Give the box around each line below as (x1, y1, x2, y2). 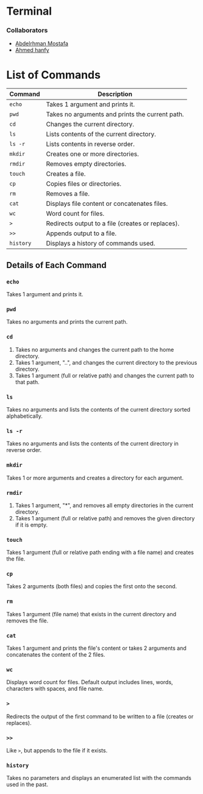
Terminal (6, 4, 52, 18)
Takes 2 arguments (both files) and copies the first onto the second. (6, 583, 177, 590)
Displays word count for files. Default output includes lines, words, (6, 679, 173, 686)
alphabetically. (6, 412, 43, 420)
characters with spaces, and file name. (6, 685, 104, 693)
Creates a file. (46, 170, 86, 178)
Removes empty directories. (46, 160, 127, 169)
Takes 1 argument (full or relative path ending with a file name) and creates (6, 548, 194, 556)
